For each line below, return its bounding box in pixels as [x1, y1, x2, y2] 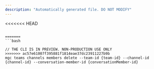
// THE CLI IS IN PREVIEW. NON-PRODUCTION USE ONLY [5, 47, 112, 52]
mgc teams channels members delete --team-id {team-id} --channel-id [5, 55, 150, 60]
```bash [5, 38, 21, 43]
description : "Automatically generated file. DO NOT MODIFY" [5, 7, 132, 12]
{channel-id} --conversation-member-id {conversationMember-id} [5, 59, 138, 65]
